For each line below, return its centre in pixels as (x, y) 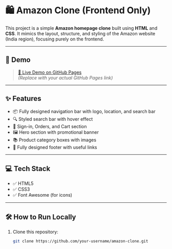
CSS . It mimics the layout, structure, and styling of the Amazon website (80, 33)
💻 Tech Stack (28, 168)
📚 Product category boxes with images (54, 140)
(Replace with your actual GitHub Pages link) (65, 77)
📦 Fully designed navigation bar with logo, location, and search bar (84, 111)
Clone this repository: (35, 232)
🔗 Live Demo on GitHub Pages (50, 72)
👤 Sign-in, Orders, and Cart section (50, 126)
